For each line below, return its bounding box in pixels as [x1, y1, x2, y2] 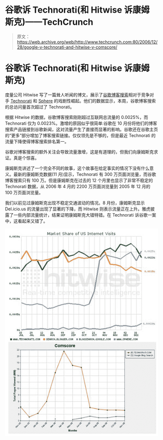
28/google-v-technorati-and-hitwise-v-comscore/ [16, 44, 117, 50]
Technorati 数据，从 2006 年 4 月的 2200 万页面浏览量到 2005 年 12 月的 [5, 183, 150, 189]
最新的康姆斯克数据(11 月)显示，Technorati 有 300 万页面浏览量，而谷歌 [13, 171, 156, 177]
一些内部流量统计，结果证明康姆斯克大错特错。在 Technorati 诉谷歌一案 [13, 212, 157, 218]
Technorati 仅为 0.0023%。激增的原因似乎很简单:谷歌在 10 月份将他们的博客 [5, 120, 158, 126]
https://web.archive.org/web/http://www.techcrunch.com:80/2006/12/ [16, 39, 158, 45]
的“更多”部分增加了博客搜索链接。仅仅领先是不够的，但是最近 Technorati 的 [5, 132, 156, 138]
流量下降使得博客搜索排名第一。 [5, 138, 69, 144]
